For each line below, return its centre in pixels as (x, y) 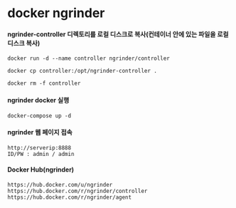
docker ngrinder (56, 13)
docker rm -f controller (44, 83)
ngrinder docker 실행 (38, 100)
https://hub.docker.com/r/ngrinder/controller (77, 191)
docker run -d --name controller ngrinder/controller (89, 58)
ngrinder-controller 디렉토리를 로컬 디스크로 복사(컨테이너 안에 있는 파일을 (112, 34)
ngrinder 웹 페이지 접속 (40, 132)
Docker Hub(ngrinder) (41, 170)
